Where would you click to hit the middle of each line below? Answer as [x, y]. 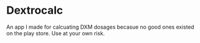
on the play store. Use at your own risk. [55, 33]
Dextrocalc [35, 10]
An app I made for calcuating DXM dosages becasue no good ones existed [100, 27]
